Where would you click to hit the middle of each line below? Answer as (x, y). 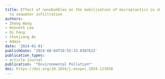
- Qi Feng (15, 32)
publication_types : (25, 55)
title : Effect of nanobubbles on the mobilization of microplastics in (80, 10)
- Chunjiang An (21, 37)
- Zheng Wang (18, 23)
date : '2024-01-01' (25, 46)
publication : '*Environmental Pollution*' (49, 64)
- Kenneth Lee (20, 28)
